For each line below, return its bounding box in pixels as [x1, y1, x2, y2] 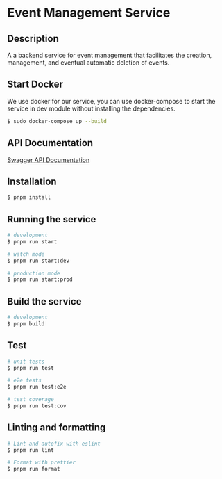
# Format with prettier [7, 459, 76, 466]
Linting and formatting [7, 422, 106, 434]
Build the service [7, 295, 82, 307]
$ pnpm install [7, 194, 51, 201]
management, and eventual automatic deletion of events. [7, 58, 170, 67]
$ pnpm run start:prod [7, 276, 73, 283]
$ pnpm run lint [7, 446, 54, 453]
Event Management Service [7, 5, 171, 21]
